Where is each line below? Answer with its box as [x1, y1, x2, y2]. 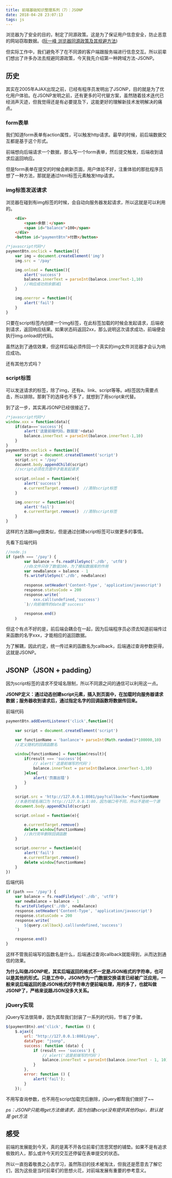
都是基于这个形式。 [10, 138, 51, 144]
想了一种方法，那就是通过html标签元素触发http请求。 [6, 173, 117, 179]
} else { [24, 770, 38, 776]
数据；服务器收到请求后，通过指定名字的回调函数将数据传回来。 [6, 698, 140, 704]
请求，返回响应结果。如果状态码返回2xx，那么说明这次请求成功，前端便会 [10, 326, 165, 332]
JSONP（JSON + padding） [6, 666, 96, 674]
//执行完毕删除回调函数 [24, 831, 67, 837]
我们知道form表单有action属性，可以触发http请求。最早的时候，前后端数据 [6, 132, 162, 138]
